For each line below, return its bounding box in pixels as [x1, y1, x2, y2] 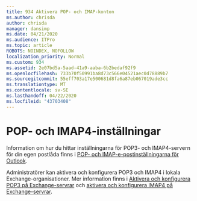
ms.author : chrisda [6, 14, 55, 20]
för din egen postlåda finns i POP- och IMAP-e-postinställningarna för [6, 150, 180, 158]
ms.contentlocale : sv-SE [6, 87, 69, 93]
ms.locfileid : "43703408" [6, 98, 71, 104]
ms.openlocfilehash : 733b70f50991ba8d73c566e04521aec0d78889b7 [6, 70, 169, 76]
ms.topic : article [6, 43, 52, 49]
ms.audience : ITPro [6, 37, 55, 43]
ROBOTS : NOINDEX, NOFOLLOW [6, 48, 74, 54]
